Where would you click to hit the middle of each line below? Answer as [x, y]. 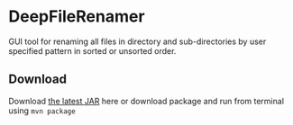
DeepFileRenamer [77, 17]
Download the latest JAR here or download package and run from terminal [146, 101]
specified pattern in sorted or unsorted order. [92, 50]
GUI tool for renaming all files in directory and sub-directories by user [137, 41]
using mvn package [42, 111]
